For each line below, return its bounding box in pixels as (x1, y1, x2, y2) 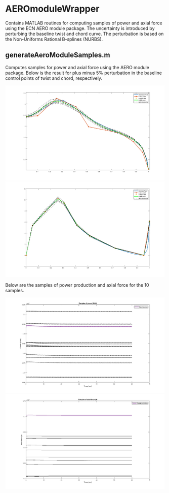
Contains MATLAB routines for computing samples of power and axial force (5, 20, 163, 26)
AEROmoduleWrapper (5, 3, 100, 15)
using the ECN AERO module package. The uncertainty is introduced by (5, 25, 155, 31)
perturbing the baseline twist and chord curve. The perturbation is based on (5, 30, 164, 37)
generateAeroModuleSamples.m (5, 51, 110, 59)
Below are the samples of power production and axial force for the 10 (5, 282, 149, 288)
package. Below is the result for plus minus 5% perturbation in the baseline (5, 70, 162, 76)
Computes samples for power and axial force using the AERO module (5, 64, 149, 70)
